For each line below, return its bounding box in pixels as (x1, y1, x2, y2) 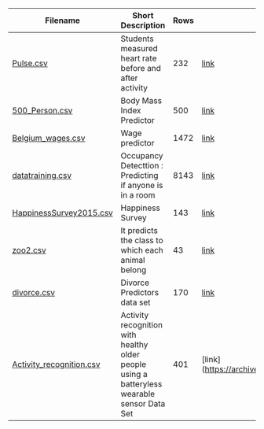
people (120, 359, 147, 369)
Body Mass (120, 95, 163, 105)
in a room (120, 190, 156, 200)
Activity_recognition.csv (12, 359, 101, 369)
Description (120, 20, 166, 31)
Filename (45, 15, 81, 26)
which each (120, 245, 163, 255)
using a (120, 369, 148, 379)
